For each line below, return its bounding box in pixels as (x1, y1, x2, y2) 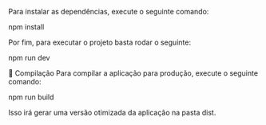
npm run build (8, 92, 54, 102)
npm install (8, 22, 45, 31)
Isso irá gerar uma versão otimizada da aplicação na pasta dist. (8, 107, 216, 117)
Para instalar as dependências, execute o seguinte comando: (8, 7, 209, 16)
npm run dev (8, 53, 50, 62)
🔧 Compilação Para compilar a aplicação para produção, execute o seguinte (8, 68, 258, 78)
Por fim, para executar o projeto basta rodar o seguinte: (8, 37, 192, 47)
